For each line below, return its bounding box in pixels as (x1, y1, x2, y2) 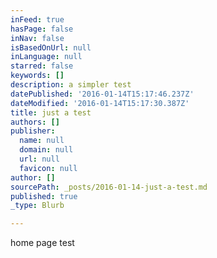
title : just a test (10, 107, 92, 118)
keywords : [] (10, 71, 65, 81)
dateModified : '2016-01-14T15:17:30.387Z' (10, 98, 190, 108)
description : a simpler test (10, 80, 132, 90)
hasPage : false (10, 24, 74, 34)
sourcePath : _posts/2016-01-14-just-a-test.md (10, 182, 208, 192)
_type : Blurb (10, 201, 65, 211)
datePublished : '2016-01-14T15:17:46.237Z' (10, 89, 195, 99)
